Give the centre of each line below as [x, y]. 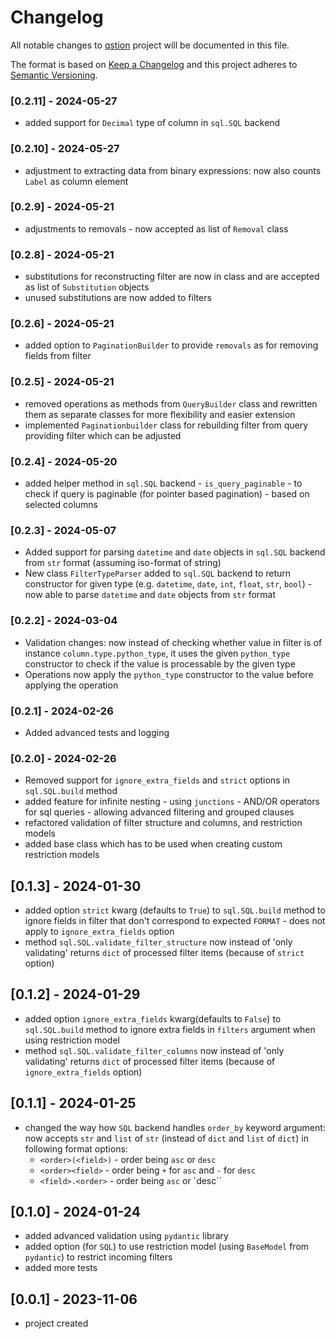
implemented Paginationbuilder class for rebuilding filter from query [166, 425]
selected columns [61, 505]
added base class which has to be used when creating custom [153, 844]
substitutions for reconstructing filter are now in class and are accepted [172, 277]
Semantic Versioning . [54, 75]
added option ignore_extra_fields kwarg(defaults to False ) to [153, 1018]
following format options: [76, 1148]
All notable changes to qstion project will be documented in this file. [150, 45]
